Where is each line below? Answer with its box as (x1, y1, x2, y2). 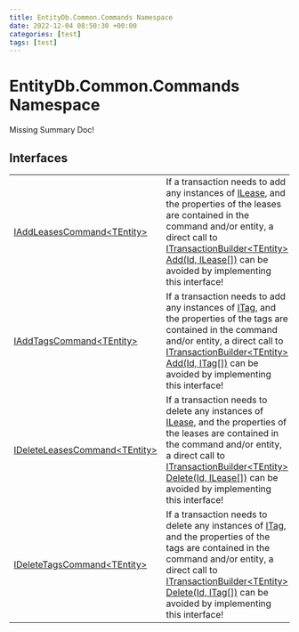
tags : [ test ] (9, 37, 58, 47)
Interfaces (9, 150, 69, 166)
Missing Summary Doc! (9, 125, 95, 135)
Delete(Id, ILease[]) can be (166, 472, 279, 483)
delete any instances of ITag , (166, 520, 287, 531)
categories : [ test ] (9, 29, 82, 38)
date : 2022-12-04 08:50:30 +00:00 (9, 21, 138, 30)
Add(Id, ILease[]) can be (166, 254, 269, 265)
